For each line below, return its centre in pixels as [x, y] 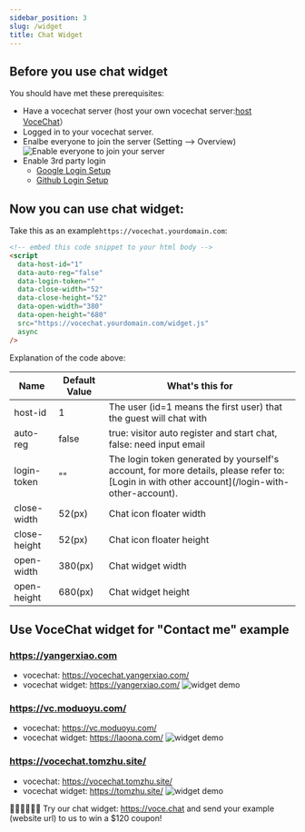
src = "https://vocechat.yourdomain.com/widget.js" [113, 323]
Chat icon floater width [157, 513]
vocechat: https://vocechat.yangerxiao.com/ [106, 675]
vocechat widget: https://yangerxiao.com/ [101, 685]
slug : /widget [36, 26]
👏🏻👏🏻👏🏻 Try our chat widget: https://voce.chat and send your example [142, 808]
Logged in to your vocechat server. [88, 132]
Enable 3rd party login [64, 161]
